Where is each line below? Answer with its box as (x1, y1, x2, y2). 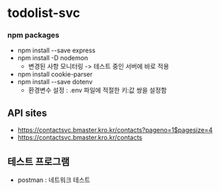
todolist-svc (7, 5, 81, 21)
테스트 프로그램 (7, 156, 70, 168)
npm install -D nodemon (17, 54, 88, 62)
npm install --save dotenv (17, 78, 93, 86)
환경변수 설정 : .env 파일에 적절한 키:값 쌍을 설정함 (28, 86, 168, 95)
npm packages (7, 30, 60, 40)
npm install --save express (17, 46, 95, 54)
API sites (7, 107, 47, 119)
